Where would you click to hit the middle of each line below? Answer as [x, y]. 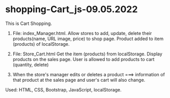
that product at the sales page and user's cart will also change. [79, 80]
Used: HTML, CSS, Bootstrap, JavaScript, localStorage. [63, 89]
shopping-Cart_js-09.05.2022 [71, 9]
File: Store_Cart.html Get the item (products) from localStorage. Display [87, 54]
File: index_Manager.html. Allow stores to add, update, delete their [82, 33]
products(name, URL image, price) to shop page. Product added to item [88, 39]
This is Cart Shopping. [29, 23]
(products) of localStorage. [41, 44]
